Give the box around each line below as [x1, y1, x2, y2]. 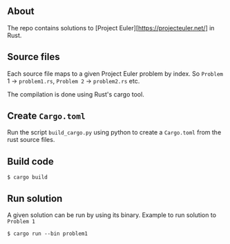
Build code [7, 155, 54, 167]
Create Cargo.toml [7, 110, 86, 122]
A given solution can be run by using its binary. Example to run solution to [7, 211, 216, 219]
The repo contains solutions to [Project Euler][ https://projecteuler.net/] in [7, 23, 215, 32]
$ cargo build [7, 174, 48, 181]
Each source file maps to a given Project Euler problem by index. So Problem [7, 69, 223, 78]
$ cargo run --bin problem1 [7, 230, 88, 237]
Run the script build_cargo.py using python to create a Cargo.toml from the [7, 128, 222, 136]
